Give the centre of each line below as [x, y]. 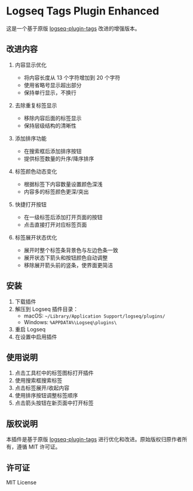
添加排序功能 [30, 138]
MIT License [22, 482]
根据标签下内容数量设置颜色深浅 [63, 184]
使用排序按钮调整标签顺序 [46, 396]
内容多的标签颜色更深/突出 [56, 191]
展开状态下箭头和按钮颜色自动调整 [66, 258]
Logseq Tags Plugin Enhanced [83, 11]
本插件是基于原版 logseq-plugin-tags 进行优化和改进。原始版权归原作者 [94, 439]
